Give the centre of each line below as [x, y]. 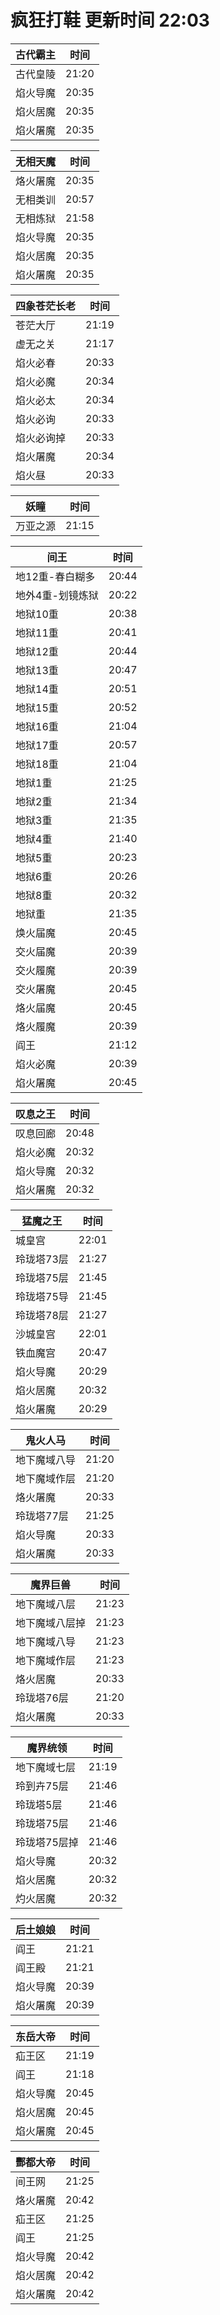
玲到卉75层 [42, 1786]
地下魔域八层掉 [51, 1623]
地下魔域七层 [46, 1767]
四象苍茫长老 [46, 306]
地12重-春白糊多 [55, 576]
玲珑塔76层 [42, 1698]
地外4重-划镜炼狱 [57, 595]
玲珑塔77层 [42, 1516]
